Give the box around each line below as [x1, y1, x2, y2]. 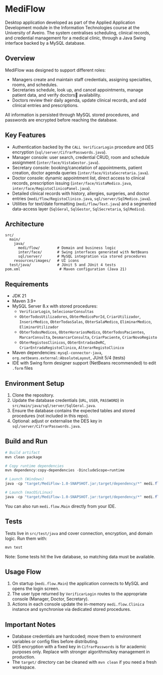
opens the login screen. [12, 586, 60, 591]
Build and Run [5, 437, 48, 446]
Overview [5, 54, 35, 63]
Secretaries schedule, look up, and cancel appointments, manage [12, 87, 144, 93]
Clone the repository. [12, 392, 54, 398]
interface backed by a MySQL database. [5, 40, 86, 46]
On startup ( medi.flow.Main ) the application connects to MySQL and [12, 581, 148, 587]
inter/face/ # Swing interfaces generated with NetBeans [17, 250, 149, 255]
